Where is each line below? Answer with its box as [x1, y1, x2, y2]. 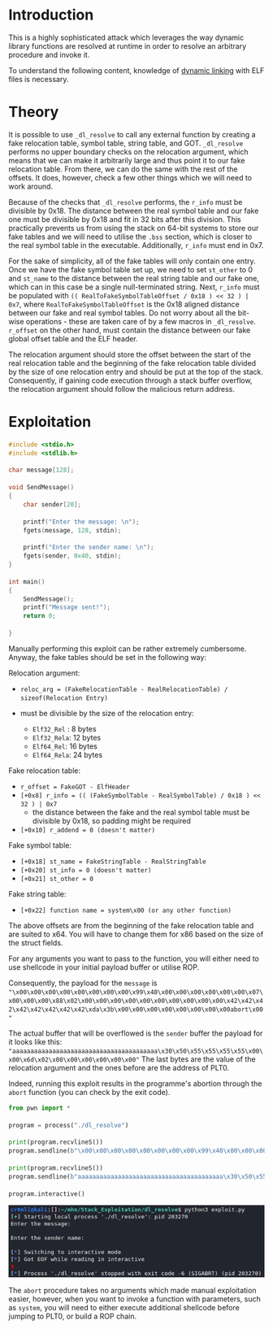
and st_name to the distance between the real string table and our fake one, [8, 273, 260, 283]
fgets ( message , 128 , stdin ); [23, 526, 122, 534]
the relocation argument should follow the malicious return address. [8, 384, 236, 393]
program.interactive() [8, 1189, 85, 1198]
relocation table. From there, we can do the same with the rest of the [8, 164, 238, 174]
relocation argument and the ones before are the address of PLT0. [8, 1062, 230, 1072]
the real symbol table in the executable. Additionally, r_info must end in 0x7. [8, 240, 264, 250]
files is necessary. [8, 74, 69, 84]
